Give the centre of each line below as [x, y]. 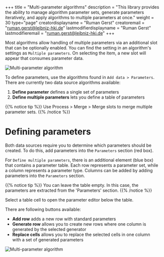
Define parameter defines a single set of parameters [65, 92]
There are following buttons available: [43, 209]
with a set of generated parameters [48, 239]
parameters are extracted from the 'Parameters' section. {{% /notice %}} [79, 190]
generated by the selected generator [49, 229]
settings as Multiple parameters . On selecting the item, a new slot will [76, 53]
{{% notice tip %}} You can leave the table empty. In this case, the [72, 185]
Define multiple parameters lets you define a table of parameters [78, 97]
